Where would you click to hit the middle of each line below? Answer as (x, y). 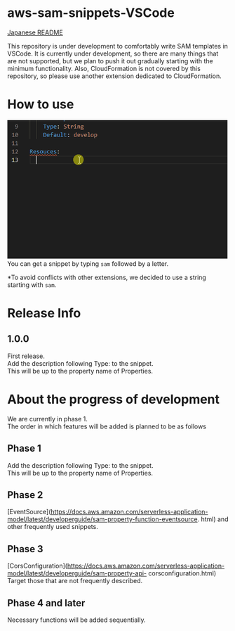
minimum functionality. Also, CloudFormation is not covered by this (104, 68)
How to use (41, 104)
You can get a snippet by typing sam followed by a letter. (88, 263)
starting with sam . (32, 285)
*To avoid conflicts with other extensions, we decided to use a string (107, 277)
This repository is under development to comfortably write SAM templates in (117, 46)
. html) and (213, 519)
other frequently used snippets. (53, 527)
